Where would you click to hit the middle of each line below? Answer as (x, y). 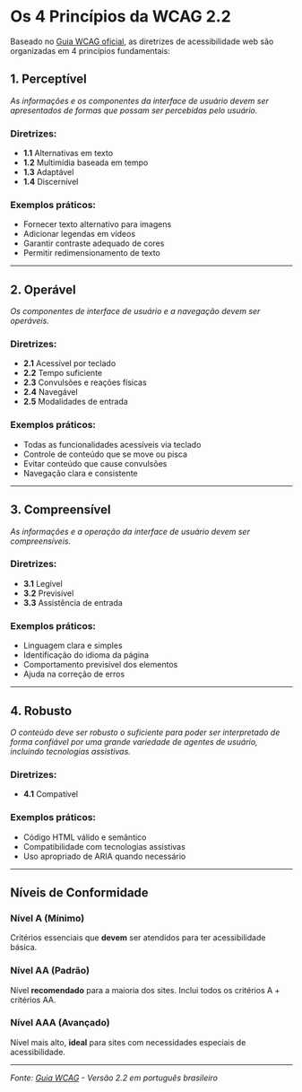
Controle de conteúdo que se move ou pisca (105, 454)
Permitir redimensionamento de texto (91, 253)
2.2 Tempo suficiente (62, 373)
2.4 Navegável (51, 392)
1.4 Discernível (51, 182)
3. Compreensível (60, 510)
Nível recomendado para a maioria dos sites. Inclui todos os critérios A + (145, 990)
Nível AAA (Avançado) (60, 1023)
